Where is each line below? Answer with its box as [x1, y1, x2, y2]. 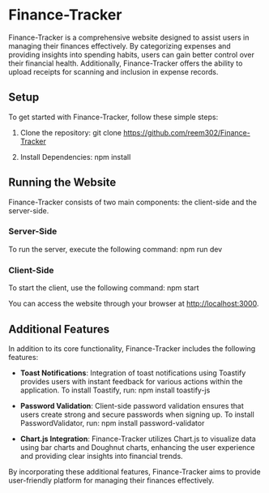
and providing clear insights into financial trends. [19, 451, 184, 461]
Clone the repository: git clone [19, 127, 122, 137]
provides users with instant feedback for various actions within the [19, 376, 243, 386]
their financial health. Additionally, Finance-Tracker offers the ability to [8, 58, 243, 68]
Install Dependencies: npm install [19, 152, 131, 161]
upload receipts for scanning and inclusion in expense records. [8, 66, 219, 76]
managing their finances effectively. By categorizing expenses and [8, 41, 231, 50]
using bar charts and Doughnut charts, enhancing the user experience [19, 442, 255, 452]
